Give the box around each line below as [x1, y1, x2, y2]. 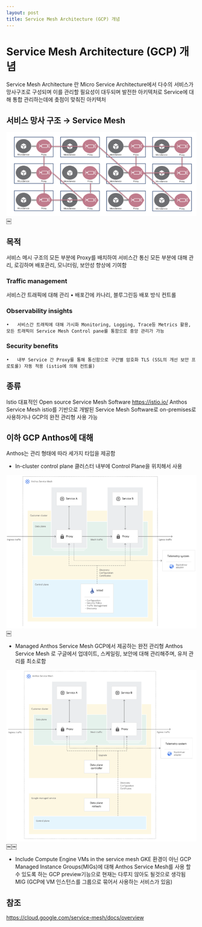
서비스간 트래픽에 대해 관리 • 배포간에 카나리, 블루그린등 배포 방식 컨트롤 [6, 291, 177, 299]
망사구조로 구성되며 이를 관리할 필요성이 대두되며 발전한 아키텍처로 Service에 [6, 88, 188, 96]
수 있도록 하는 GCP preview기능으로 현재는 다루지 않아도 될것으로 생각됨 [14, 871, 186, 878]
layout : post [6, 10, 39, 16]
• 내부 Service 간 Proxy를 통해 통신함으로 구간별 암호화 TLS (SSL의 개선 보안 [6, 357, 189, 363]
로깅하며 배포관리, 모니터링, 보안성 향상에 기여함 [14, 261, 127, 269]
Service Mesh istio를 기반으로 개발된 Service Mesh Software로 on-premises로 [6, 406, 197, 413]
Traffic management [6, 276, 68, 285]
